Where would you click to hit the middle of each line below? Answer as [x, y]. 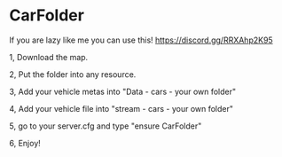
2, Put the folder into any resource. [73, 74]
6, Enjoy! [25, 143]
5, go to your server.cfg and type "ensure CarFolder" [106, 126]
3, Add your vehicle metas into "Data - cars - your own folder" [123, 91]
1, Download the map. [49, 57]
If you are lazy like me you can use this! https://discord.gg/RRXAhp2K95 [141, 40]
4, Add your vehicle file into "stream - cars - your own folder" [121, 108]
